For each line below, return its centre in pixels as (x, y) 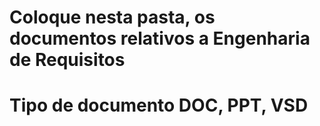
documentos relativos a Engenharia (160, 38)
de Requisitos (67, 60)
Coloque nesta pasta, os (112, 17)
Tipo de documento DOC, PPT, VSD (159, 105)
